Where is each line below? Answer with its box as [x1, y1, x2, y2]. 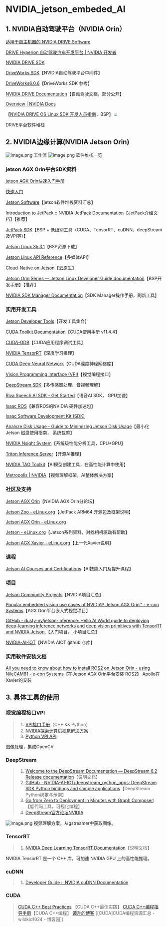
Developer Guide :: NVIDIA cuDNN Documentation [25, 880, 129, 886]
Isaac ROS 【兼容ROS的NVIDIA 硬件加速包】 [5, 403, 96, 409]
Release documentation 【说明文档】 [25, 774, 100, 780]
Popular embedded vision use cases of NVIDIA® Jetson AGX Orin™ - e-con [5, 602, 159, 608]
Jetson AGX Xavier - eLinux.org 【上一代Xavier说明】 [5, 539, 114, 545]
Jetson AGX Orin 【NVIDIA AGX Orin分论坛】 [5, 498, 97, 504]
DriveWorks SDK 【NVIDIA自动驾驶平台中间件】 [5, 70, 103, 75]
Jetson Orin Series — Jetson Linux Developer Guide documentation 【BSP [5, 276, 158, 282]
